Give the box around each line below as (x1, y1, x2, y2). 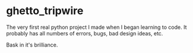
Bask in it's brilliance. (6, 41, 58, 48)
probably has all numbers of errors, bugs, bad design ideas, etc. (6, 29, 163, 37)
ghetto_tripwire (6, 4, 84, 18)
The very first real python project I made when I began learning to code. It (6, 24, 187, 31)
